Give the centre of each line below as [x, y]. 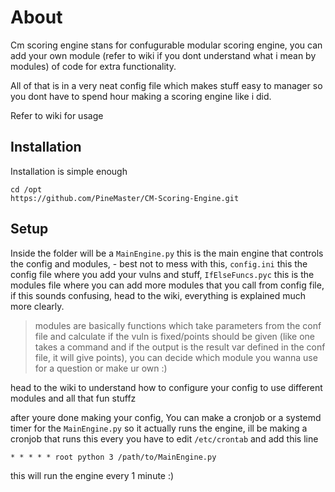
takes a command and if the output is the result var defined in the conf [180, 347]
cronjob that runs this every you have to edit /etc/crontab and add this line [164, 438]
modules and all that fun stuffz [73, 398]
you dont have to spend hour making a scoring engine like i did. [141, 96]
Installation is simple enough [69, 171]
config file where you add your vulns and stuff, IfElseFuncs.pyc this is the [162, 274]
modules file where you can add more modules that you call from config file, [167, 285]
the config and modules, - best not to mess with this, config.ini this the [159, 263]
